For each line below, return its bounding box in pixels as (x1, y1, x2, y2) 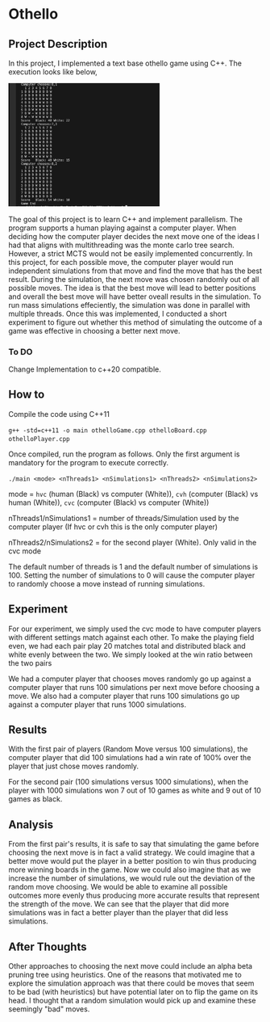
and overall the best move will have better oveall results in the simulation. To (8, 292, 262, 301)
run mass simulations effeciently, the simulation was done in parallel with (8, 300, 251, 309)
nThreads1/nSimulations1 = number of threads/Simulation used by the (8, 513, 239, 523)
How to (8, 388, 45, 402)
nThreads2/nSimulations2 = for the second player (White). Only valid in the (8, 537, 257, 547)
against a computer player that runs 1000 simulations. (8, 700, 187, 709)
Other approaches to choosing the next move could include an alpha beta (8, 961, 252, 971)
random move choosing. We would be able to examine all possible (8, 882, 228, 892)
